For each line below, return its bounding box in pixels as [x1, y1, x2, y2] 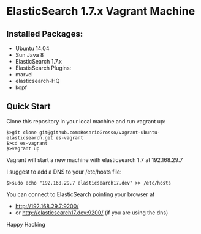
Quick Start [6, 101, 51, 112]
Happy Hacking [6, 221, 46, 228]
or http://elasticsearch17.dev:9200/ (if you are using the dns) [15, 209, 169, 216]
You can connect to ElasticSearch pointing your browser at [6, 191, 155, 198]
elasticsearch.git [6, 134, 53, 141]
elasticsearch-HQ [15, 78, 60, 84]
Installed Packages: [6, 29, 83, 39]
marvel [15, 71, 33, 78]
